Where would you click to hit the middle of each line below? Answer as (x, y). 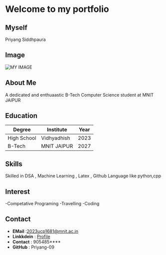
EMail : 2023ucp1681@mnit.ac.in (45, 231)
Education (21, 116)
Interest (17, 191)
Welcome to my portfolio (57, 9)
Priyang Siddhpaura (25, 39)
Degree (22, 129)
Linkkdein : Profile (31, 236)
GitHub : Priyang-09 (33, 247)
